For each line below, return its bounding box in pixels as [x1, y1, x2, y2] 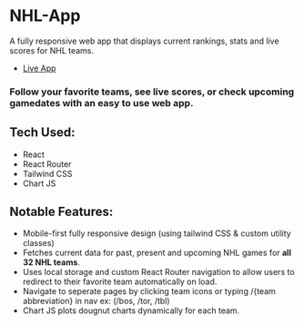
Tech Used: [9, 124, 76, 141]
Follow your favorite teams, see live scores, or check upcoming [9, 85, 295, 98]
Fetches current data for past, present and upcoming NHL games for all [22, 247, 291, 259]
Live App [22, 63, 56, 74]
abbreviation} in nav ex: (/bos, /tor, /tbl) [22, 296, 170, 307]
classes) [22, 238, 55, 249]
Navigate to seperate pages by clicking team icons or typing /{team [22, 286, 276, 297]
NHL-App [9, 5, 81, 26]
